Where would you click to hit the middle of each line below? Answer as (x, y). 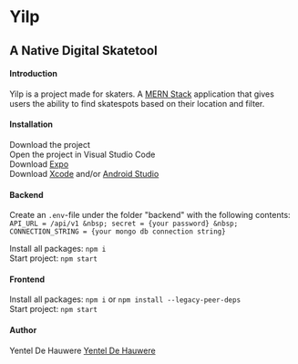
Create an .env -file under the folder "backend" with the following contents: (150, 215)
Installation (31, 124)
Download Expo (39, 164)
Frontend (27, 279)
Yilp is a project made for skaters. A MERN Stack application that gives (142, 94)
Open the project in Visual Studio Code (82, 154)
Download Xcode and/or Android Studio (84, 173)
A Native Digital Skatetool (83, 51)
